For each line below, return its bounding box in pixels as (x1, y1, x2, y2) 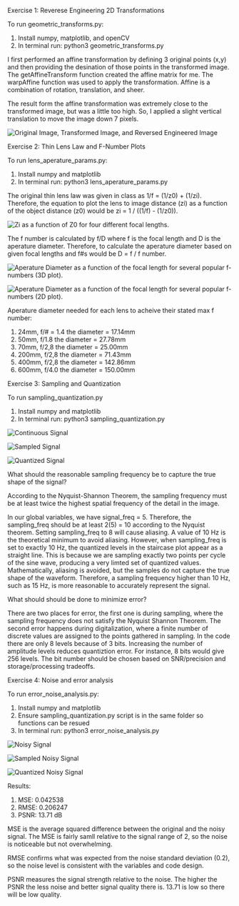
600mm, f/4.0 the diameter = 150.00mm (17, 366, 136, 374)
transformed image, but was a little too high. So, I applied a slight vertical (7, 107, 222, 115)
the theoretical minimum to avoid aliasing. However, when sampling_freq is (7, 536, 227, 544)
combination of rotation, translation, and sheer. (7, 86, 145, 94)
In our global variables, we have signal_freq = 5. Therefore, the (7, 513, 192, 521)
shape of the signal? (7, 478, 67, 486)
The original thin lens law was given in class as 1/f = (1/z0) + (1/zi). (7, 191, 202, 199)
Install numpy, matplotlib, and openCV (17, 34, 130, 42)
